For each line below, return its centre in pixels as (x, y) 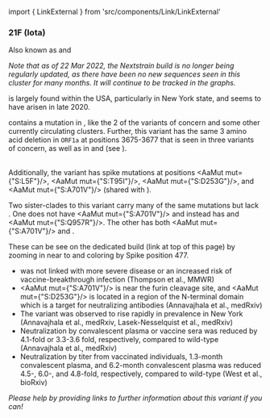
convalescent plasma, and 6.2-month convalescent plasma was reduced (141, 366)
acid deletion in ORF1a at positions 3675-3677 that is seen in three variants (131, 140)
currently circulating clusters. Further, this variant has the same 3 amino (128, 132)
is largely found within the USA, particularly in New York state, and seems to (135, 98)
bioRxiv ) (34, 382)
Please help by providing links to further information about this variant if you (135, 398)
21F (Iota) (27, 32)
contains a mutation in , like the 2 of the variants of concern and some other (134, 123)
